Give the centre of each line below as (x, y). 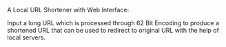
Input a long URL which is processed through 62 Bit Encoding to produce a (113, 23)
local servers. (27, 37)
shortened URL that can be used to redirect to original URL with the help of (113, 30)
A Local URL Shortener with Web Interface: (68, 10)
